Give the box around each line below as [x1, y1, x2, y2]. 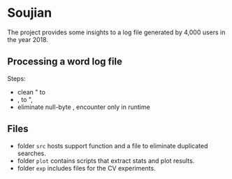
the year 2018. [7, 35, 49, 43]
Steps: [7, 74, 26, 83]
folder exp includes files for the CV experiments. [17, 164, 156, 172]
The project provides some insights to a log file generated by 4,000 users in [7, 28, 226, 36]
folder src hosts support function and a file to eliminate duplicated [17, 141, 208, 150]
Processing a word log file [7, 56, 123, 68]
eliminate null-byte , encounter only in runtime [17, 103, 150, 111]
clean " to [17, 87, 45, 96]
